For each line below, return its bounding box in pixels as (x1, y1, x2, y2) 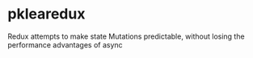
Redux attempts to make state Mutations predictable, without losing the (7, 31, 245, 41)
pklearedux (7, 5, 86, 23)
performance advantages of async (7, 39, 123, 49)
